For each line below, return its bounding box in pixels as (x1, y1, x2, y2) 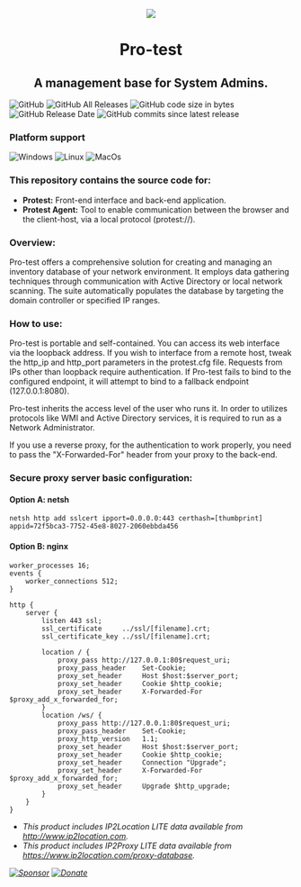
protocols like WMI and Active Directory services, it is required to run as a (9, 412, 282, 423)
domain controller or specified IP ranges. (9, 294, 161, 305)
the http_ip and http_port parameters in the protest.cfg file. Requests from (9, 357, 283, 368)
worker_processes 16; (9, 561, 91, 570)
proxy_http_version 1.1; (57, 734, 159, 743)
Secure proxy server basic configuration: (9, 472, 193, 484)
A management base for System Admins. (33, 75, 269, 90)
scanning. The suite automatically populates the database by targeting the (9, 285, 285, 296)
